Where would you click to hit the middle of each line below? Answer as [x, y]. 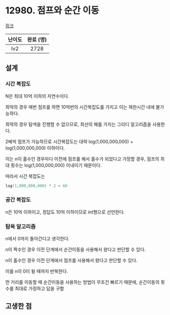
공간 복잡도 [18, 200]
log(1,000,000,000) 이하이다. [35, 148]
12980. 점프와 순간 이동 [52, 10]
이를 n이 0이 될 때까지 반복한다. [37, 271]
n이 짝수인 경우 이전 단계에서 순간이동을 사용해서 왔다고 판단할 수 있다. [76, 249]
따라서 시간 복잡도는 [25, 176]
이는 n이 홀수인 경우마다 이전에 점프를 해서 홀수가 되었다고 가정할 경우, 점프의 [82, 159]
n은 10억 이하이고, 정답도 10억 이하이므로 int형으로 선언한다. [65, 212]
